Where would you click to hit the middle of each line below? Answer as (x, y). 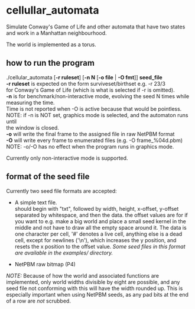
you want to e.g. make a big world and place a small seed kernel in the (100, 221)
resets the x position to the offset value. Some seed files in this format (100, 246)
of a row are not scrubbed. (38, 301)
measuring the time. (30, 102)
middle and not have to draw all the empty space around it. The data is (101, 227)
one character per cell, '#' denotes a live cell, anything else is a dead (98, 234)
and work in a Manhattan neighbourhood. (57, 33)
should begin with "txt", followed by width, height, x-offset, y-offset (97, 208)
